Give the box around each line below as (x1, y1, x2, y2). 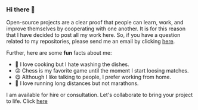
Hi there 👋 (6, 5, 36, 14)
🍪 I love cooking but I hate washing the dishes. (14, 61, 129, 68)
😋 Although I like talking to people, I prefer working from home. (14, 74, 172, 81)
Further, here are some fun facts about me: (6, 49, 112, 56)
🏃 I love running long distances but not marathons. (14, 80, 139, 87)
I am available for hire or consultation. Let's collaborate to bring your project (6, 92, 193, 99)
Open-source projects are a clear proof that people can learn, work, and (6, 19, 184, 26)
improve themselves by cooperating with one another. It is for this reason (6, 25, 186, 32)
